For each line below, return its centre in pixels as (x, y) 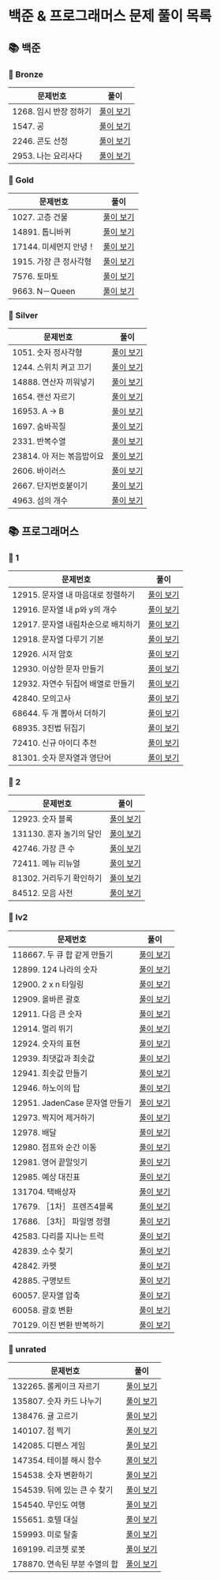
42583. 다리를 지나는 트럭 (58, 1236)
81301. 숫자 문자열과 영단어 (62, 758)
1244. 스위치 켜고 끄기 (52, 367)
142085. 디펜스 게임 (49, 1446)
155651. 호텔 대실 (45, 1520)
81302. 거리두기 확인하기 (57, 878)
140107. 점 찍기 (41, 1431)
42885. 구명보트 (42, 1281)
